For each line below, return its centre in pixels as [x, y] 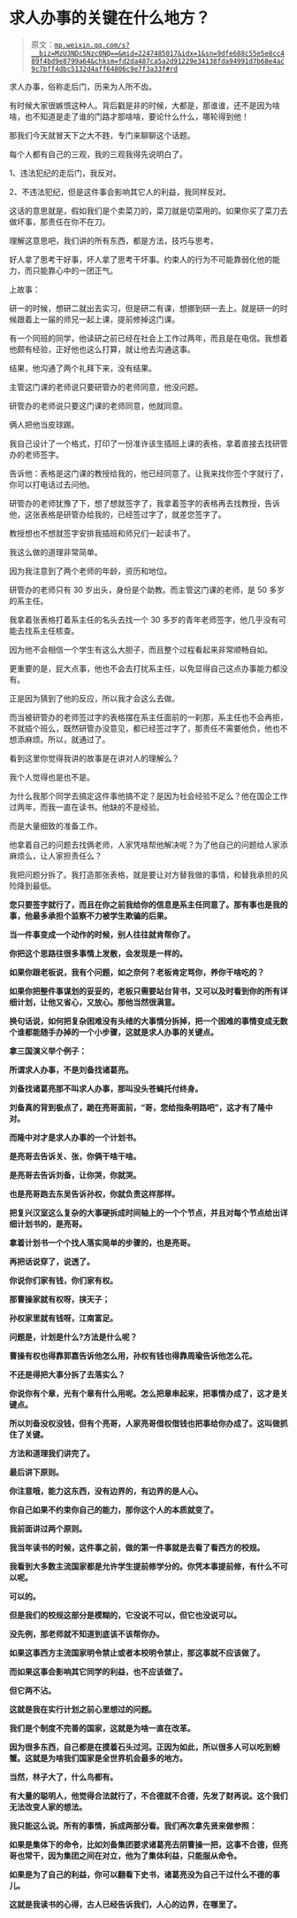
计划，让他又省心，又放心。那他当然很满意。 [98, 1002]
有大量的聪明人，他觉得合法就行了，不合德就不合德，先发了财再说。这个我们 [148, 1796]
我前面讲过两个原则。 [48, 1528]
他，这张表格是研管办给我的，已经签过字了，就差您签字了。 [118, 514]
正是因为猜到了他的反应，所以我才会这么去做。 [94, 698]
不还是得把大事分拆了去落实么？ [67, 1374]
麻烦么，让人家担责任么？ [56, 856]
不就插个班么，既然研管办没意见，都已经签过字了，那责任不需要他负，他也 [145, 728]
